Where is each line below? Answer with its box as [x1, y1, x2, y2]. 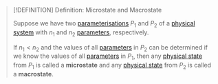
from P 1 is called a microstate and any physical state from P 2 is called [12, 61, 211, 71]
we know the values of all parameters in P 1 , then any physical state [12, 52, 203, 62]
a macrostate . [12, 70, 54, 78]
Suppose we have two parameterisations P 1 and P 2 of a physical [12, 19, 195, 29]
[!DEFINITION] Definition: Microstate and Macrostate [12, 6, 162, 14]
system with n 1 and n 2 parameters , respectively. [12, 28, 149, 38]
